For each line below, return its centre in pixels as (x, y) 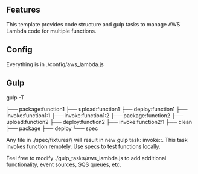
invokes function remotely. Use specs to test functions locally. (84, 146)
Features (23, 10)
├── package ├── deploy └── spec (52, 128)
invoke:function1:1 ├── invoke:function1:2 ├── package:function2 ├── (95, 116)
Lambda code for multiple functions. (51, 31)
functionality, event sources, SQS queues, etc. (64, 164)
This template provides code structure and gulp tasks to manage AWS (93, 24)
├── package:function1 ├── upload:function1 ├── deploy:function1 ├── (97, 109)
